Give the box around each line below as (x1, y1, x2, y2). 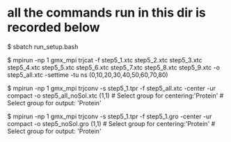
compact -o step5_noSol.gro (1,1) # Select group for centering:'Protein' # (7, 119, 216, 127)
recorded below (7, 19, 100, 35)
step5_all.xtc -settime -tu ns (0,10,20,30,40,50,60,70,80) (7, 71, 168, 79)
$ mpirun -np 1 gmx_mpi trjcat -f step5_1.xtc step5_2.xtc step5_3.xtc (7, 55, 203, 64)
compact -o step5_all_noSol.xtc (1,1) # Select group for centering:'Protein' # (7, 91, 224, 100)
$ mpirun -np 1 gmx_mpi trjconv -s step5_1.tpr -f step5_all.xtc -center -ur (7, 84, 216, 92)
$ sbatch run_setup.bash (7, 42, 79, 51)
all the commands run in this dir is (7, 5, 207, 21)
